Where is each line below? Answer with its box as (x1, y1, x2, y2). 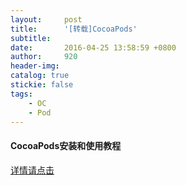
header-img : (10, 61, 60, 71)
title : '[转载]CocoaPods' (10, 24, 138, 34)
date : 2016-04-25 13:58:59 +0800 (10, 42, 177, 53)
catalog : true (10, 71, 70, 81)
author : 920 (10, 52, 78, 62)
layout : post (10, 14, 83, 25)
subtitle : (10, 33, 52, 43)
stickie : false (10, 80, 74, 90)
